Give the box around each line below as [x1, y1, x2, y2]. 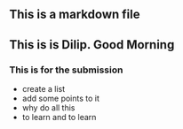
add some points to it [21, 93, 100, 104]
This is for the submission [9, 64, 123, 76]
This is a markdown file [9, 7, 140, 22]
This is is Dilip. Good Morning [9, 37, 175, 52]
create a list [21, 84, 66, 95]
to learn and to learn [21, 112, 97, 123]
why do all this [21, 102, 76, 113]
